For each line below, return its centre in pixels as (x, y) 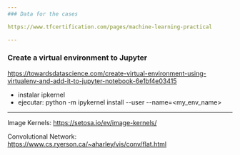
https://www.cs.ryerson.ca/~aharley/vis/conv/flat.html (87, 144)
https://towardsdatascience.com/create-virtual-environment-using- (107, 73)
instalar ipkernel (41, 95)
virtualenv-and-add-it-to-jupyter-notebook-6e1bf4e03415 (92, 81)
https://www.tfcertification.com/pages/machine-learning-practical (110, 27)
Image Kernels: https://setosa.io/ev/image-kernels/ (82, 122)
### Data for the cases (43, 14)
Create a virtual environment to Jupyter (77, 58)
